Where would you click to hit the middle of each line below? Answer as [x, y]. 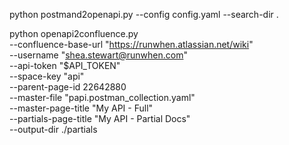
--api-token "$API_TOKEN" [65, 65]
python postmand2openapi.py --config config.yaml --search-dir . [144, 14]
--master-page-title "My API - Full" [81, 108]
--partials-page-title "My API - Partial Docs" [100, 118]
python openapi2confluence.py [74, 33]
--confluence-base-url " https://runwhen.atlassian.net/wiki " [131, 44]
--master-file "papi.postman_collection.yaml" [102, 97]
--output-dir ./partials [53, 129]
